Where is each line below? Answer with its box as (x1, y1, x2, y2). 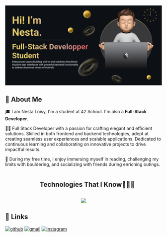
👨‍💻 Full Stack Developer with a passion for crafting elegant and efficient (5, 125, 153, 132)
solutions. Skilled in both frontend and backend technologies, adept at (5, 131, 149, 137)
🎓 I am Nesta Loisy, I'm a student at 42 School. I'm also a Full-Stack (5, 109, 147, 115)
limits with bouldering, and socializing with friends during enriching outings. (5, 161, 161, 167)
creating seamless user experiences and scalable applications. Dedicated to (5, 136, 162, 142)
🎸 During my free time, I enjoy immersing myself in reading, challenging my (5, 156, 159, 162)
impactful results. (5, 147, 41, 153)
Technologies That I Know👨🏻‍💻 (39, 180, 135, 189)
